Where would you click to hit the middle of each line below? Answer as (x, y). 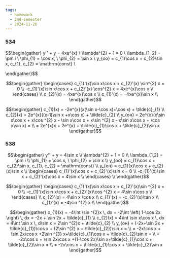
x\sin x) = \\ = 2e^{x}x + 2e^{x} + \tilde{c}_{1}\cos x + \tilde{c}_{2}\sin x (85, 125)
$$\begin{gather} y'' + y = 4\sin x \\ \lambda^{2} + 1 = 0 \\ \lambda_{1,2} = (85, 155)
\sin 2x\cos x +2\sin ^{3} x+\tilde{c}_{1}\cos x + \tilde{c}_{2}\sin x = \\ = (85, 234)
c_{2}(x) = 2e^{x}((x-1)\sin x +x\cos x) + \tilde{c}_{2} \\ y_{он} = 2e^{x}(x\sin (85, 115)
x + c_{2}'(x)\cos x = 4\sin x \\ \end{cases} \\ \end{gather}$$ (85, 176)
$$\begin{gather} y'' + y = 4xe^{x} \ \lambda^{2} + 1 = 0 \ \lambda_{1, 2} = (83, 53)
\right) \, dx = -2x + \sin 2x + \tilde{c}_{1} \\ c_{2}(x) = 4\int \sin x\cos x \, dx (85, 217)
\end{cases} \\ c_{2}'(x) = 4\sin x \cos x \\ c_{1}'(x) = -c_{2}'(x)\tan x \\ (85, 197)
